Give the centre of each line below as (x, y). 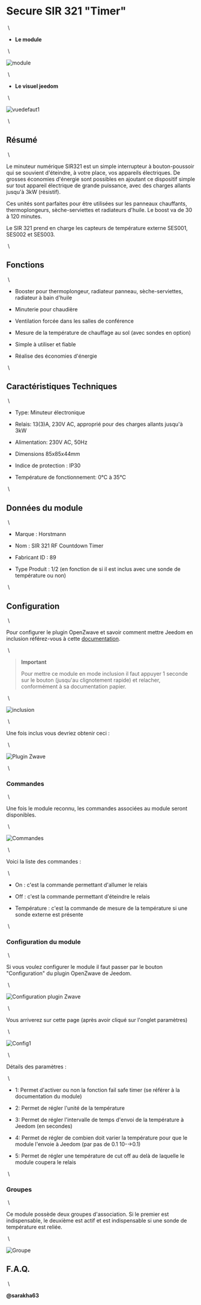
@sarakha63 (22, 1295)
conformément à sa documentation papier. (73, 687)
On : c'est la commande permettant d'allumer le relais (81, 885)
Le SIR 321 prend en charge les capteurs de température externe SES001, (97, 228)
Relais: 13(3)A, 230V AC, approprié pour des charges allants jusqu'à (99, 424)
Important (34, 662)
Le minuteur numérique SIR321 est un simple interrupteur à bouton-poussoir (100, 166)
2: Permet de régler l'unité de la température (70, 1108)
